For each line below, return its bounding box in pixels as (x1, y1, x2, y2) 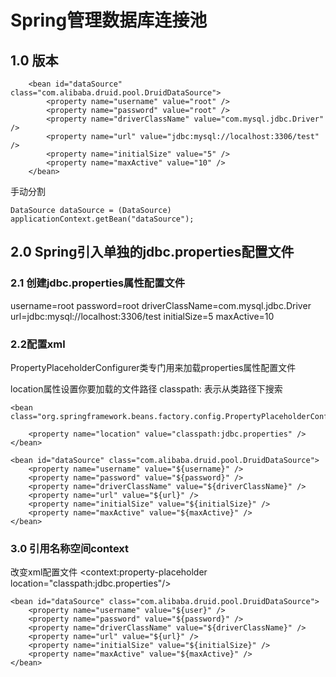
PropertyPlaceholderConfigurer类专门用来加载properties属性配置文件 (10, 361, 297, 373)
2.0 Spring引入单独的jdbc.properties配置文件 (10, 244, 295, 261)
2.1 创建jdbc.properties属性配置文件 (10, 276, 186, 290)
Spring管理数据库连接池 (10, 9, 208, 32)
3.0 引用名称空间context (10, 541, 130, 555)
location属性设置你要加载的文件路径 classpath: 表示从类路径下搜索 (10, 382, 283, 395)
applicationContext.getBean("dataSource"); (10, 214, 195, 224)
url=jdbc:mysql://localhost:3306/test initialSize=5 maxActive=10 (10, 310, 275, 322)
